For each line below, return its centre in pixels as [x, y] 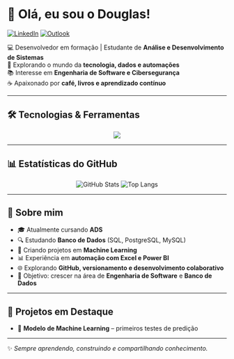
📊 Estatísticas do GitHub [62, 164]
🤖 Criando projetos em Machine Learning [77, 250]
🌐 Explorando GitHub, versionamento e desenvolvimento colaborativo [120, 268]
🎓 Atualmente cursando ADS [60, 230]
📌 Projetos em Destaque [60, 311]
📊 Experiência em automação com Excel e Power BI [93, 258]
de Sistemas [25, 57]
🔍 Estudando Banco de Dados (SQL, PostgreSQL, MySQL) [102, 240]
